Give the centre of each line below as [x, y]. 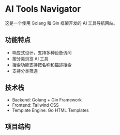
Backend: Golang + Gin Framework [47, 100]
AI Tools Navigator [43, 9]
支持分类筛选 [25, 71]
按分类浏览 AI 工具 [30, 58]
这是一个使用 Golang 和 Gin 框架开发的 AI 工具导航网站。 [61, 23]
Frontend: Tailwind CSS [35, 105]
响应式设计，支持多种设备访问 [42, 53]
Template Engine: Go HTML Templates [50, 110]
